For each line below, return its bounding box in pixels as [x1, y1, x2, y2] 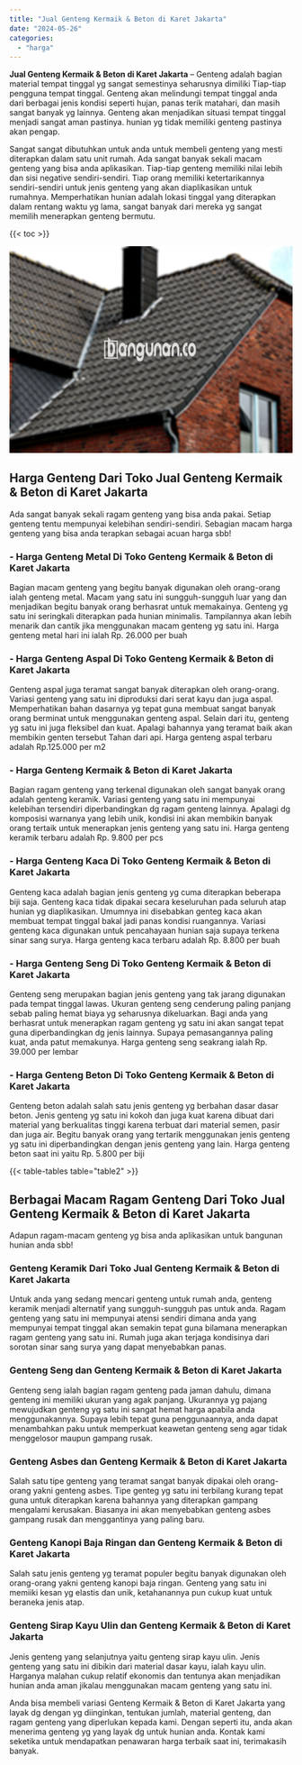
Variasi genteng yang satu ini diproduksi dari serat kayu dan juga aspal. [9, 694, 274, 705]
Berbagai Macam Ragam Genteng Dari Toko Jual [9, 1192, 286, 1207]
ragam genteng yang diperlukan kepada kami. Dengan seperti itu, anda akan [9, 1716, 293, 1727]
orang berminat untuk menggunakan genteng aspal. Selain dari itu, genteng [9, 713, 289, 724]
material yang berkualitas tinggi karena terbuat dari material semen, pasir [9, 1120, 280, 1130]
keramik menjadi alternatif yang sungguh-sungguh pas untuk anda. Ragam [9, 1303, 286, 1314]
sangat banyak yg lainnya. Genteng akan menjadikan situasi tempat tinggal [9, 107, 286, 118]
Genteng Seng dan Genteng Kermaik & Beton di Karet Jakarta [9, 1364, 282, 1376]
